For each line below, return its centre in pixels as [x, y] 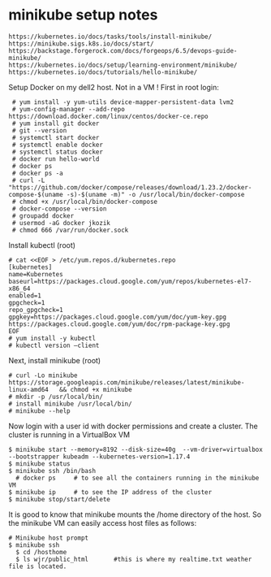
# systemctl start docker [56, 137]
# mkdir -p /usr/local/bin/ [56, 397]
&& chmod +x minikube [96, 389]
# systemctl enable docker [58, 145]
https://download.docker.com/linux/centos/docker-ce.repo [108, 116]
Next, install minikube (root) [55, 360]
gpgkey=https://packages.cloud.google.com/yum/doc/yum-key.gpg [118, 317]
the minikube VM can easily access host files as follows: [103, 523]
